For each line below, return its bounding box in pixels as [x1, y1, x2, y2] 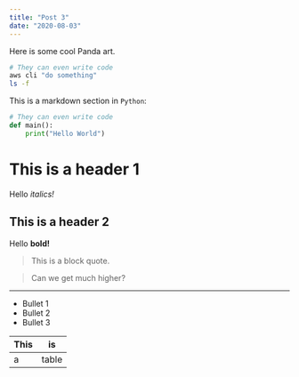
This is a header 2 [9, 214, 109, 229]
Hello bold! [9, 237, 51, 249]
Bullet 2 [21, 308, 51, 318]
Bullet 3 [21, 317, 51, 327]
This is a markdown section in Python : [9, 95, 147, 107]
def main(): [9, 121, 53, 130]
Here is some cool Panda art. [9, 45, 116, 56]
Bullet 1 [21, 298, 49, 309]
